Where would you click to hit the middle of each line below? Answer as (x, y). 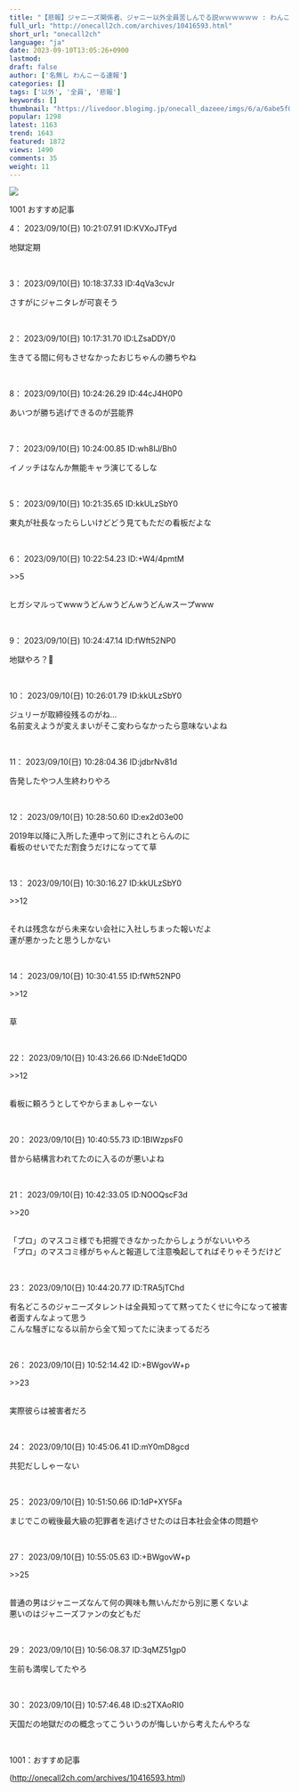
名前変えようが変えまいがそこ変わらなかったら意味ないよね (118, 726)
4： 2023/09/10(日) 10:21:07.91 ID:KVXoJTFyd (93, 229)
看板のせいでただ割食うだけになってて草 (83, 847)
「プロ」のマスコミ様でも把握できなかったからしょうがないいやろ (130, 1241)
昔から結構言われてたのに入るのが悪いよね (87, 1159)
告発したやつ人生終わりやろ (60, 781)
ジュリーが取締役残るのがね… (63, 715)
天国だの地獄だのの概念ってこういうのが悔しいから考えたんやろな (130, 1724)
